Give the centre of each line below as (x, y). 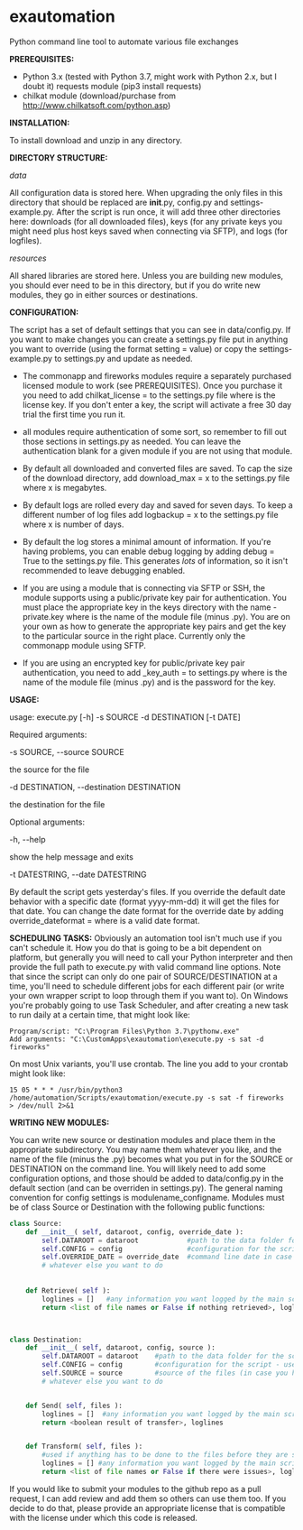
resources (28, 258)
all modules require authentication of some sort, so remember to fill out (154, 431)
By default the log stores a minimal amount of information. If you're (147, 541)
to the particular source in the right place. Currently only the (134, 636)
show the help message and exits (71, 857)
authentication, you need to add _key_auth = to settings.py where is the (155, 672)
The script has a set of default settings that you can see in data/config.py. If (150, 329)
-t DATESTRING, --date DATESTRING (78, 874)
